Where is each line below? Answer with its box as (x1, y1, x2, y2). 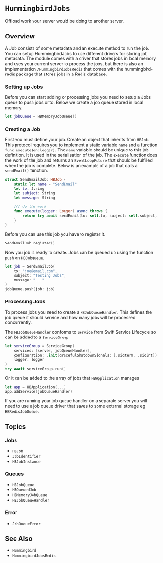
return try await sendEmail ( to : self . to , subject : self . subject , (22, 213, 158, 218)
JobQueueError (12, 521, 41, 526)
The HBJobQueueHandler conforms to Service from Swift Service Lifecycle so (5, 329, 156, 335)
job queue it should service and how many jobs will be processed (5, 315, 136, 320)
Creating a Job (5, 126, 40, 132)
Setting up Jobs (5, 83, 43, 90)
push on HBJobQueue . (5, 255, 45, 261)
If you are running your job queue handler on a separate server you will (5, 398, 147, 404)
